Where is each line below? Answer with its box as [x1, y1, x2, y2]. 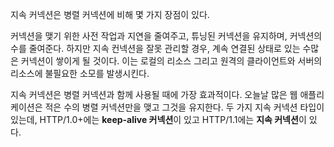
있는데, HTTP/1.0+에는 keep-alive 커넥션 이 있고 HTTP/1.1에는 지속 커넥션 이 [10, 114, 307, 125]
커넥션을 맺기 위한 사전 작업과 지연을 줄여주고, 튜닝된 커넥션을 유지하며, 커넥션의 [10, 30, 323, 42]
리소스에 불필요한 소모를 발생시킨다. [10, 68, 150, 79]
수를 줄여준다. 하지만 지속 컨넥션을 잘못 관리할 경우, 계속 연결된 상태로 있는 [10, 43, 301, 54]
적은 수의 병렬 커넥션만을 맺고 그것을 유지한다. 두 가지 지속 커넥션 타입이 [44, 101, 325, 113]
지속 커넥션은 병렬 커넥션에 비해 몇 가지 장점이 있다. [10, 9, 210, 20]
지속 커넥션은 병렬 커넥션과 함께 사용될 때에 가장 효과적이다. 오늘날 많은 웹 [10, 89, 298, 100]
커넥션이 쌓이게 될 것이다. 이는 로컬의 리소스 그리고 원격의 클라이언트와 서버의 [20, 55, 323, 67]
